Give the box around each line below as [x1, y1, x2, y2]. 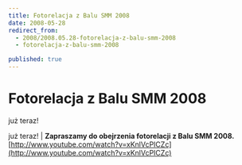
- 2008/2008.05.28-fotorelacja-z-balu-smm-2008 [15, 33, 177, 42]
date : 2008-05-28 [8, 19, 66, 27]
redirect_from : [8, 26, 59, 34]
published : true [8, 56, 62, 63]
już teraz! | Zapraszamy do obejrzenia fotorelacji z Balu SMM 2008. [8, 131, 235, 140]
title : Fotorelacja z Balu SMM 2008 [8, 11, 130, 20]
